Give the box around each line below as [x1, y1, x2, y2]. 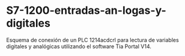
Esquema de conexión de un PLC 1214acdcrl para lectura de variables [6, 36, 179, 43]
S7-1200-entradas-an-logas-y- [6, 4, 166, 17]
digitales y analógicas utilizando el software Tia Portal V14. [6, 43, 152, 50]
